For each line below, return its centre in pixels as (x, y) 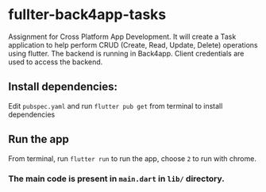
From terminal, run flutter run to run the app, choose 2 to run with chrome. (132, 158)
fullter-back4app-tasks (87, 15)
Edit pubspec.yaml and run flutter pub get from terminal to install (116, 106)
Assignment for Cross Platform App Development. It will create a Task (122, 36)
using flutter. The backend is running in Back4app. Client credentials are (126, 53)
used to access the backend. (56, 62)
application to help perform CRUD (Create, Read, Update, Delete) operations (133, 44)
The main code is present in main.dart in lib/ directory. (116, 179)
